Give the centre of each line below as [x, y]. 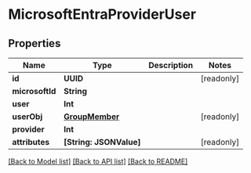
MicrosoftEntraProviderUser [102, 14]
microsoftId [34, 91]
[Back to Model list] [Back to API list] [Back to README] [98, 161]
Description [171, 65]
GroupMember [92, 117]
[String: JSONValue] [102, 142]
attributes [31, 142]
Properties [35, 43]
